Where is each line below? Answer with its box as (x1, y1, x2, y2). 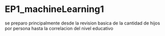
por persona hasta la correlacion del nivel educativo (5, 25, 114, 31)
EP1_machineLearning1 (5, 3, 105, 15)
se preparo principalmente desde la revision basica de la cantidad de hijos (5, 20, 160, 26)
